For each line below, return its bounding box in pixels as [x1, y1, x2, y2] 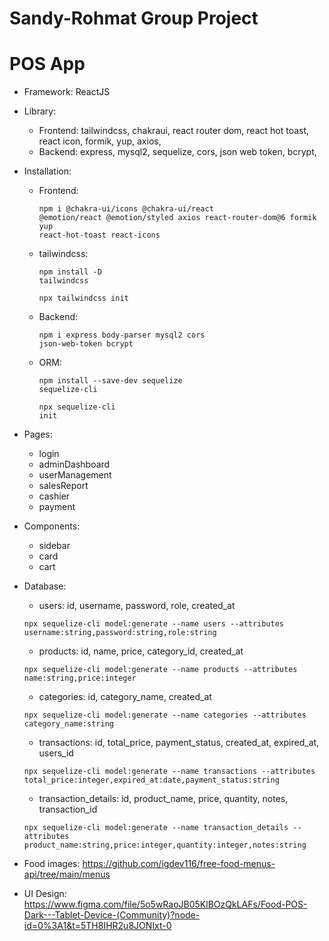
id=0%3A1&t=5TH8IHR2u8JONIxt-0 [23, 920, 172, 932]
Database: [23, 580, 67, 592]
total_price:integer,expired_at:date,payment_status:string [23, 775, 280, 786]
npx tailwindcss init [38, 293, 129, 304]
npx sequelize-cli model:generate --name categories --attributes [23, 710, 307, 721]
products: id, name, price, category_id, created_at [38, 645, 244, 657]
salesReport [38, 480, 89, 492]
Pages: [23, 428, 53, 441]
